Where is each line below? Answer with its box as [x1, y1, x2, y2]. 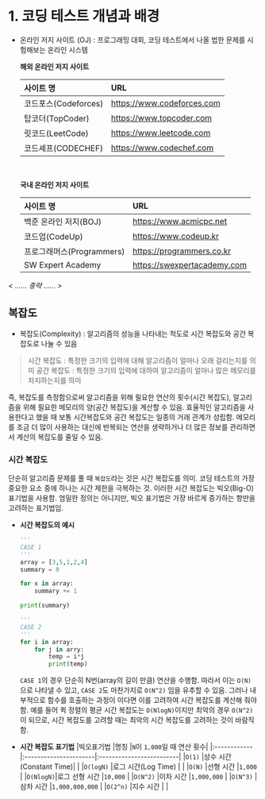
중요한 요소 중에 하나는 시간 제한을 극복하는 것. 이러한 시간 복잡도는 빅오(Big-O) [8, 484, 255, 493]
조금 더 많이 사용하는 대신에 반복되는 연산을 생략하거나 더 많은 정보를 [16, 422, 229, 431]
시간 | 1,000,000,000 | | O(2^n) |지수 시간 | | [34, 782, 169, 791]
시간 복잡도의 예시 [19, 520, 75, 530]
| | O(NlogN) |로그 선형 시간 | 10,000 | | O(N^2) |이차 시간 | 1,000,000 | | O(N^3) [19, 772, 254, 782]
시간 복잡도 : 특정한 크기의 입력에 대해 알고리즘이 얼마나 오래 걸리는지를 [27, 355, 248, 365]
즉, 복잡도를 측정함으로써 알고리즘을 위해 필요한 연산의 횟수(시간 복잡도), [8, 392, 232, 402]
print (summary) [19, 601, 71, 610]
